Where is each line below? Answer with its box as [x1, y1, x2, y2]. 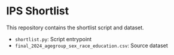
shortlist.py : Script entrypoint [14, 35, 92, 42]
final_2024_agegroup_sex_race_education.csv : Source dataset [14, 42, 169, 49]
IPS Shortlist [6, 4, 69, 18]
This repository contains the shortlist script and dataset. [6, 24, 145, 31]
